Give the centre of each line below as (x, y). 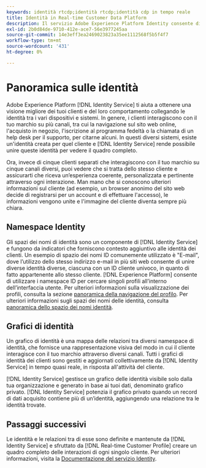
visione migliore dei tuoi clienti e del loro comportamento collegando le (96, 111)
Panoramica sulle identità (73, 87)
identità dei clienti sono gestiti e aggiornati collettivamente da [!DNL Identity (102, 361)
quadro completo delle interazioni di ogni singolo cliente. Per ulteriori (93, 452)
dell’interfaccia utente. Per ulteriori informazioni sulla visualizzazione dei (98, 287)
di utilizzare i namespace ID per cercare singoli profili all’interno (87, 281)
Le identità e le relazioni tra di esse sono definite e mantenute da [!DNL (96, 439)
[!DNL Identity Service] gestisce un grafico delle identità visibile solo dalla (100, 379)
